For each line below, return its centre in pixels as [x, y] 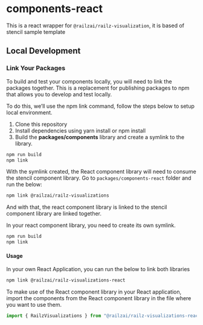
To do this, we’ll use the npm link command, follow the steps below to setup [100, 106]
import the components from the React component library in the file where [99, 298]
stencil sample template [36, 31]
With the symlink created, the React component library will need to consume [101, 172]
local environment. [29, 112]
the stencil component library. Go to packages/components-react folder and [99, 178]
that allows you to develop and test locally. [59, 94]
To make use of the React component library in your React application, [94, 292]
